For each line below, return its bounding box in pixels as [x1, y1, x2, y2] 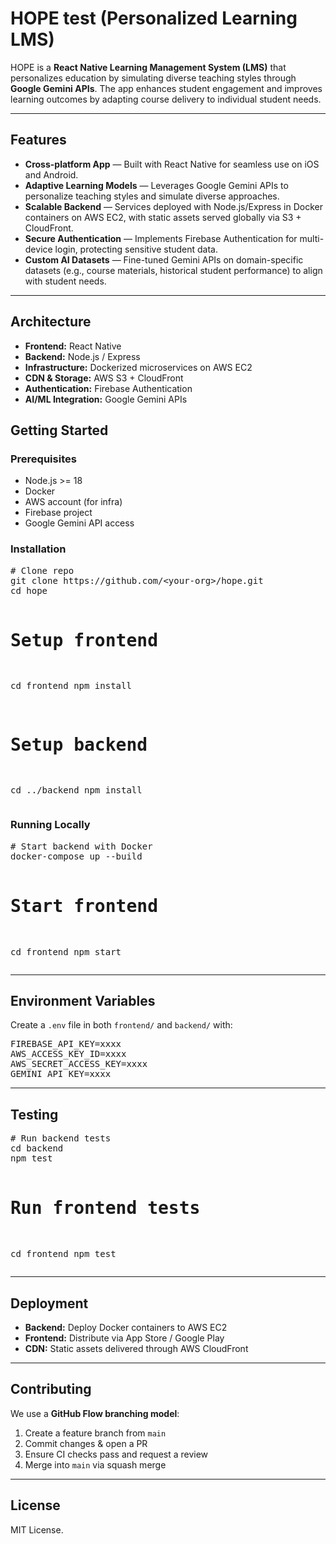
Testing [10, 1106, 59, 1123]
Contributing [10, 1381, 92, 1398]
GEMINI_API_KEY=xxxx [10, 1068, 112, 1080]
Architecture [10, 313, 92, 331]
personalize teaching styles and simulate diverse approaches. [24, 190, 280, 202]
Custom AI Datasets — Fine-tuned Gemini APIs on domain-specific [24, 253, 304, 266]
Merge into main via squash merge [24, 1458, 167, 1471]
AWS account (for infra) [24, 496, 123, 508]
